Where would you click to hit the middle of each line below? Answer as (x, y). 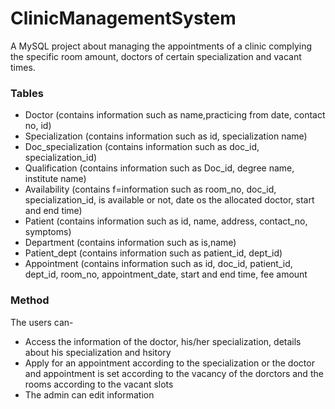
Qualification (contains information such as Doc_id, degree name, (159, 168)
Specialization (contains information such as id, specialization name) (166, 136)
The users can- (42, 322)
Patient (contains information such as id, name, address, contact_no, (166, 221)
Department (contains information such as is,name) (130, 243)
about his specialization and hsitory (98, 352)
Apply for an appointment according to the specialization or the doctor (169, 363)
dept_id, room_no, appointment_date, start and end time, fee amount (166, 274)
